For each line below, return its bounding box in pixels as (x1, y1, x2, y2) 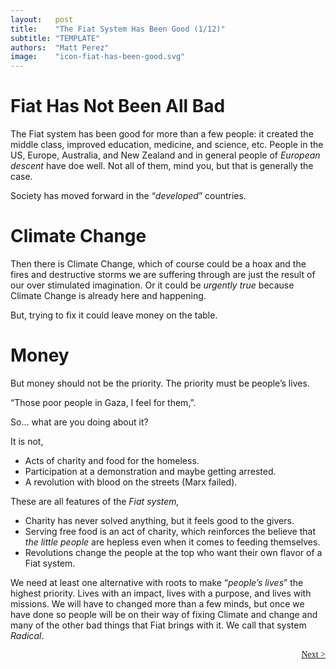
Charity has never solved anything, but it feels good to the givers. (24, 514, 295, 526)
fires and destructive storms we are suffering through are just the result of (10, 269, 316, 280)
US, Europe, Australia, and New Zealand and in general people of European (10, 149, 321, 161)
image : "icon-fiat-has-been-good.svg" (10, 52, 186, 62)
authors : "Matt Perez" (10, 42, 110, 53)
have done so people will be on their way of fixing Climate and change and (10, 608, 318, 620)
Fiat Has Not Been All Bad (10, 95, 226, 118)
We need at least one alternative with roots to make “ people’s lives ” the (10, 576, 304, 588)
